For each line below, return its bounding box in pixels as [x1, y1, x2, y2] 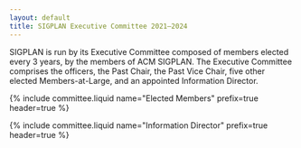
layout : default [9, 13, 71, 23]
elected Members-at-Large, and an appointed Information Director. [9, 75, 259, 86]
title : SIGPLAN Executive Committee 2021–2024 [9, 22, 188, 31]
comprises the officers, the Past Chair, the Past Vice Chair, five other [9, 65, 265, 77]
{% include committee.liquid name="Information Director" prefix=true [9, 119, 268, 131]
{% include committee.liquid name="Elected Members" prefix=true [9, 92, 259, 104]
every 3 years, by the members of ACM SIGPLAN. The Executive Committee [9, 56, 292, 67]
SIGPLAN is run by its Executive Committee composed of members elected [9, 46, 289, 57]
